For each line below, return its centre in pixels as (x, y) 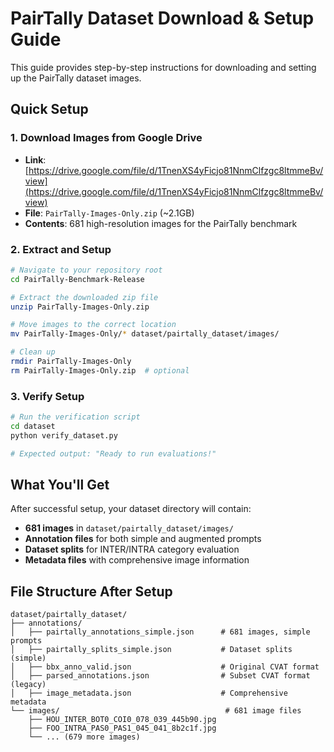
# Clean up (33, 352)
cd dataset (33, 426)
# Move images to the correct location (93, 325)
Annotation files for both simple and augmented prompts (143, 539)
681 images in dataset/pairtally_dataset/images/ (129, 528)
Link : (35, 159)
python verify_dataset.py (64, 435)
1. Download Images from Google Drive (106, 138)
